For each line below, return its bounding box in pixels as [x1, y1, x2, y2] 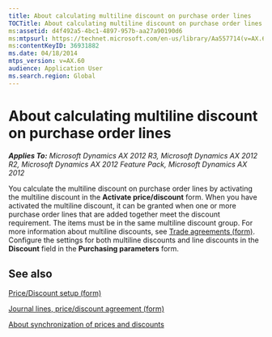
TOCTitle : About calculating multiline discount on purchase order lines [8, 19, 263, 27]
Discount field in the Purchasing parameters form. [8, 243, 180, 253]
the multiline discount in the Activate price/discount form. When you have [8, 192, 257, 202]
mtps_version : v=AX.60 [8, 57, 85, 65]
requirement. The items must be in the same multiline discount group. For [8, 217, 253, 227]
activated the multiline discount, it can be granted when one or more [8, 200, 236, 210]
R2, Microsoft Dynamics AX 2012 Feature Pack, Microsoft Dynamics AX [8, 159, 248, 169]
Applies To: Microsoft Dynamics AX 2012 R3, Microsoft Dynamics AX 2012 [8, 150, 258, 160]
